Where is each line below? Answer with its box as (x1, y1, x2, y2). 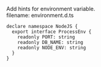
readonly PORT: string (17, 34, 75, 40)
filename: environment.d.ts (6, 12, 74, 19)
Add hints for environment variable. (6, 5, 95, 12)
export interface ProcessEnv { (12, 29, 92, 35)
